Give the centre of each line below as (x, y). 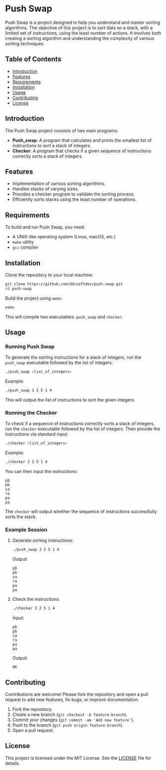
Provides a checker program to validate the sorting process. (74, 194)
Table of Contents (33, 59)
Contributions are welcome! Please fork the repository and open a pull (77, 694)
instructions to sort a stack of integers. (52, 145)
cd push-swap (19, 289)
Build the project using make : (34, 298)
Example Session (26, 530)
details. (13, 763)
